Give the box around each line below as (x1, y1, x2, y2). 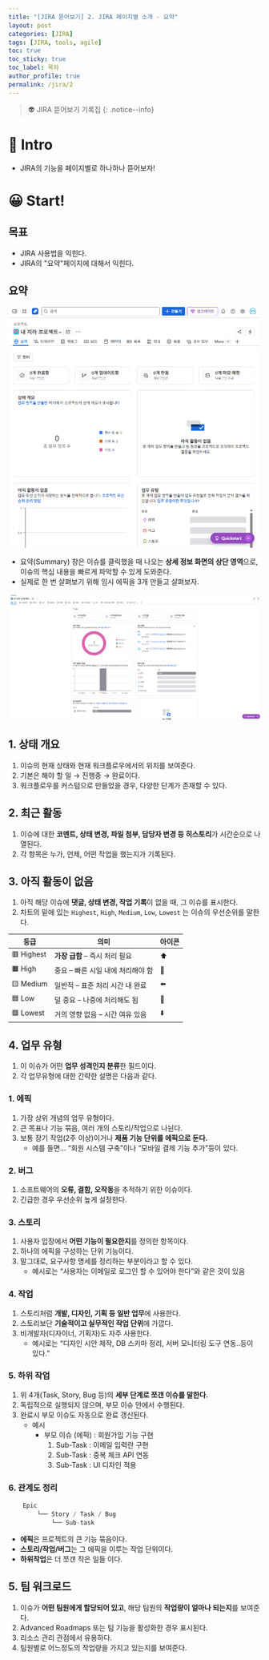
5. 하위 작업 (8, 1370, 50, 1381)
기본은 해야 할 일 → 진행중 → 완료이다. (19, 770, 140, 780)
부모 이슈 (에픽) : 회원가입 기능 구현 (43, 1430, 154, 1440)
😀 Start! (8, 191, 66, 210)
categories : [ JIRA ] (8, 30, 74, 38)
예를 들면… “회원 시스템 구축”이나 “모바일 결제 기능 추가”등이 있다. (31, 1142, 239, 1153)
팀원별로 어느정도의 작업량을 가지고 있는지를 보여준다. (19, 1642, 187, 1652)
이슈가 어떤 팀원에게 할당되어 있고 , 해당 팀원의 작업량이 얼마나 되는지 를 (19, 1602, 239, 1612)
